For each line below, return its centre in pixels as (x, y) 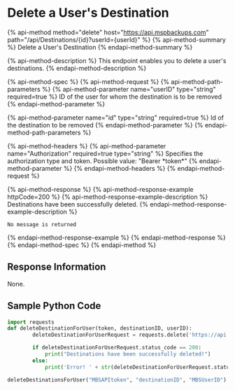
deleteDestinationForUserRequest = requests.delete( (111, 335)
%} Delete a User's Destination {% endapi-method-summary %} (100, 47)
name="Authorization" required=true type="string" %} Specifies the (105, 153)
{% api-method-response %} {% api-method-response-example (100, 189)
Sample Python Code (54, 306)
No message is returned (42, 224)
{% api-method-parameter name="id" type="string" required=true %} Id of (115, 118)
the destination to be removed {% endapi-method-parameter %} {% (105, 125)
